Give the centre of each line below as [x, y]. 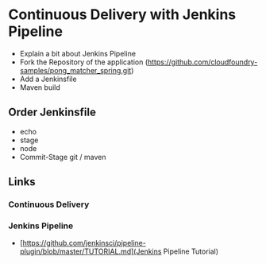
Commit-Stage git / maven [63, 157]
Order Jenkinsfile [52, 113]
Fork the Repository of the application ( [84, 62]
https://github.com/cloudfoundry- [202, 62]
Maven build [40, 87]
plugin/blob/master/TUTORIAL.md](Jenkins [91, 251]
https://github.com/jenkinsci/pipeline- [85, 243]
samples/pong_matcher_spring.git [75, 70]
